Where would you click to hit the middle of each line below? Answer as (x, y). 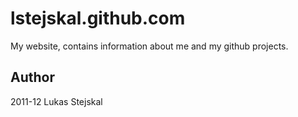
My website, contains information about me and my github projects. (149, 46)
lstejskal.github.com (98, 18)
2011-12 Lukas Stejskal (56, 101)
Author (32, 77)
